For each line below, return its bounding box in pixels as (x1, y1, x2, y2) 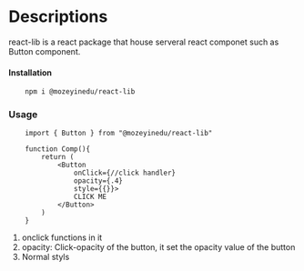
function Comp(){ (25, 145, 91, 154)
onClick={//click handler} (73, 168, 177, 178)
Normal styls (21, 252, 70, 263)
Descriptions (8, 6, 108, 27)
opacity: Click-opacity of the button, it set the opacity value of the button (21, 242, 296, 253)
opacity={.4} (73, 176, 124, 186)
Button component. (8, 45, 81, 56)
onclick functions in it (21, 232, 103, 243)
